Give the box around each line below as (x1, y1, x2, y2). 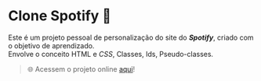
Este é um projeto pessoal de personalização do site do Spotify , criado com (8, 33, 254, 42)
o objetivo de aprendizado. (8, 40, 95, 50)
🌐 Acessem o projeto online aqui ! (27, 64, 136, 73)
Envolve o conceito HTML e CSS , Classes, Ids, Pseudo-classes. (8, 49, 214, 58)
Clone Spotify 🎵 (8, 7, 112, 25)
